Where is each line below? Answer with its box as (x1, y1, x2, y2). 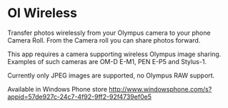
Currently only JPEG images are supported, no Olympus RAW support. (7, 71, 215, 80)
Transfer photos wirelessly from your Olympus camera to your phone (7, 28, 211, 37)
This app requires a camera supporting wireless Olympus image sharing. (7, 50, 222, 58)
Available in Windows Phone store (7, 85, 108, 93)
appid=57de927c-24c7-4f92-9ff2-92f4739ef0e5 (7, 92, 152, 101)
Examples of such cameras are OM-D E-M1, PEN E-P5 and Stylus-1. (7, 57, 207, 65)
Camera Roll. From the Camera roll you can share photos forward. (7, 36, 201, 44)
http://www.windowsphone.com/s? (108, 85, 212, 93)
